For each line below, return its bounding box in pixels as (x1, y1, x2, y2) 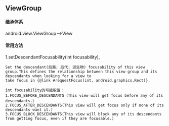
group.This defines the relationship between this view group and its (5, 69, 157, 74)
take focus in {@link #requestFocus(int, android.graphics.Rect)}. (5, 78, 151, 83)
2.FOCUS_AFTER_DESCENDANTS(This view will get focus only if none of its (5, 103, 164, 108)
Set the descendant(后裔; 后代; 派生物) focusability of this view (5, 65, 145, 70)
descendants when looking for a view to (5, 73, 92, 79)
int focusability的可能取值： (5, 88, 64, 93)
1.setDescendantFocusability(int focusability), (5, 54, 100, 60)
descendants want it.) (5, 107, 53, 112)
